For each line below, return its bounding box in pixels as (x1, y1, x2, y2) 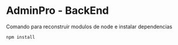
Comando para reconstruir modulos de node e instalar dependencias (6, 23, 173, 30)
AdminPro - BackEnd (6, 4, 109, 17)
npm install (6, 34, 35, 40)
